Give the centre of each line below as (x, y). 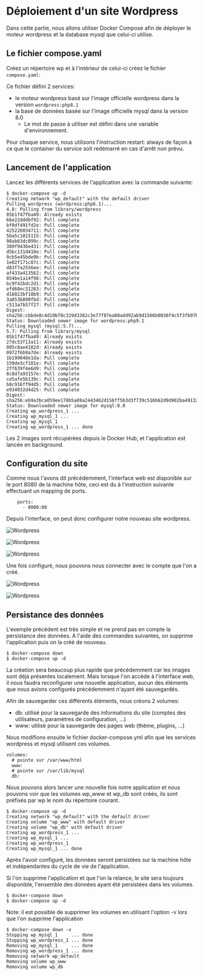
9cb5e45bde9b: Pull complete (43, 257)
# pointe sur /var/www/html (47, 760)
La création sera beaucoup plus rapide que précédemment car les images (98, 670)
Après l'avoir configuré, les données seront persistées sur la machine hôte (99, 860)
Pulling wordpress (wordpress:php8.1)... (59, 204)
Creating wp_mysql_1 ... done (44, 849)
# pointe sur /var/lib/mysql (48, 771)
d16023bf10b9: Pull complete (43, 294)
